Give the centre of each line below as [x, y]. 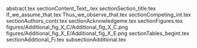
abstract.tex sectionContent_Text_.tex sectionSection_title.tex [81, 8]
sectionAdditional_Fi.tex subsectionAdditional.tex [66, 40]
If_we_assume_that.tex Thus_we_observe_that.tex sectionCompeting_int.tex [99, 15]
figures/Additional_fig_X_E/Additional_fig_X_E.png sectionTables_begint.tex [98, 33]
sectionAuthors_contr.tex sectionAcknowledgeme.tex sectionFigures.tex [94, 21]
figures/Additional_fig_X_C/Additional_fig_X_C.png [67, 27]
